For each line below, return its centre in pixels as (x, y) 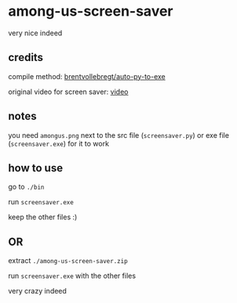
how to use (36, 168)
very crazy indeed (37, 291)
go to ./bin (26, 187)
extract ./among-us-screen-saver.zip (68, 261)
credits (26, 58)
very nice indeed (35, 33)
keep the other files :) (43, 217)
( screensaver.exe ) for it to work (59, 143)
